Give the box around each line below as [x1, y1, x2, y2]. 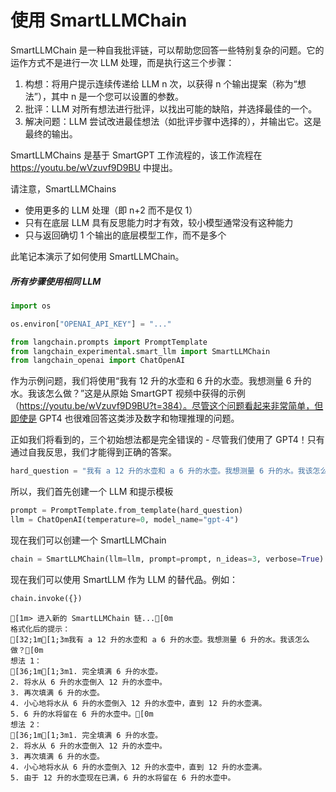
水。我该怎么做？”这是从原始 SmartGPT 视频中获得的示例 [10, 387, 246, 400]
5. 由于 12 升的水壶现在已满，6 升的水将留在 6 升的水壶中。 [10, 772, 236, 783]
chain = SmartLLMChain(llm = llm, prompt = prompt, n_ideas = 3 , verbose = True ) [10, 554, 325, 564]
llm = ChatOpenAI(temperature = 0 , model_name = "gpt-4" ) [10, 515, 240, 525]
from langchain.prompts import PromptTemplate [10, 337, 208, 347]
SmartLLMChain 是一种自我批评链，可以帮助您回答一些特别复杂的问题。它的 [10, 44, 325, 56]
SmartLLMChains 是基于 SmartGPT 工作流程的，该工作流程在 [10, 149, 263, 161]
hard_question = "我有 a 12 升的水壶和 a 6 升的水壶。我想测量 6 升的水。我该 [10, 466, 313, 476]
